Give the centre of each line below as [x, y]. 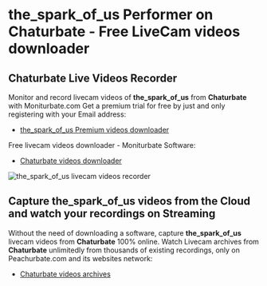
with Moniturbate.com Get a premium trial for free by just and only [117, 106]
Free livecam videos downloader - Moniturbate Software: [102, 145]
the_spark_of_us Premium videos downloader [94, 130]
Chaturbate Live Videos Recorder [93, 78]
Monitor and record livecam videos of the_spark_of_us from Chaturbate [128, 97]
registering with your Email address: [67, 114]
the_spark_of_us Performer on [111, 15]
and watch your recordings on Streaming [112, 214]
